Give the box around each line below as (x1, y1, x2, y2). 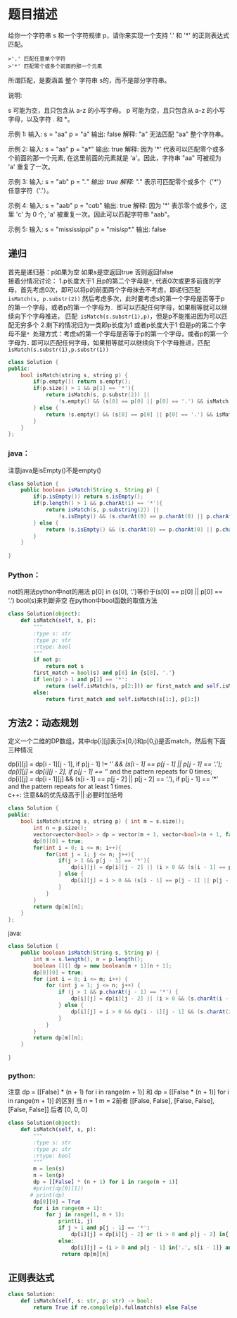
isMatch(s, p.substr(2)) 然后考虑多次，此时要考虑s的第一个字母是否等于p (8, 294, 225, 303)
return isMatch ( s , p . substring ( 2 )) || (45, 506, 160, 513)
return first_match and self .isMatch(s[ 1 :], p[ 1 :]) (45, 695, 200, 702)
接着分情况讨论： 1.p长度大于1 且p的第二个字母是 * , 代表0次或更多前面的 (8, 276, 215, 285)
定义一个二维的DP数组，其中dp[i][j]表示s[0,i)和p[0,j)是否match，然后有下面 (8, 737, 226, 745)
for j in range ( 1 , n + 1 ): (45, 1211, 125, 1219)
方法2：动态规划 (8, 716, 79, 728)
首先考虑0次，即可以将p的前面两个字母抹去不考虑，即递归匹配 (20, 285, 201, 293)
